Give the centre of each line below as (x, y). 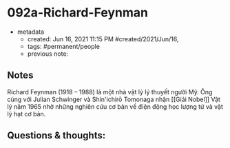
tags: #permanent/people (63, 46)
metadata (31, 32)
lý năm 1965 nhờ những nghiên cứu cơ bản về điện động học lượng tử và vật (115, 106)
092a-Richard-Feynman (77, 13)
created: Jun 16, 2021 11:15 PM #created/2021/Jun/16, (103, 39)
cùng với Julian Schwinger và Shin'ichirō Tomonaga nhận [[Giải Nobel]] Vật (114, 99)
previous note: (48, 54)
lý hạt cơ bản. (27, 114)
